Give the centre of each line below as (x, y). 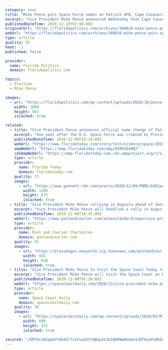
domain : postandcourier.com (48, 237)
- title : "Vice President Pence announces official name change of (81, 130)
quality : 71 (26, 177)
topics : (13, 79)
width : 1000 (26, 107)
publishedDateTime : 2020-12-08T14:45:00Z (58, 214)
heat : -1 (14, 47)
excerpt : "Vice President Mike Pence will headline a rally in (81, 209)
